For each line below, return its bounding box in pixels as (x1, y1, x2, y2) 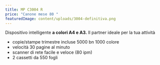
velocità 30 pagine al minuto (12, 44, 70, 50)
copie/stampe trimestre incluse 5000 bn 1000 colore (12, 39, 120, 45)
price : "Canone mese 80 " (5, 12, 58, 17)
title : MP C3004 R (5, 7, 43, 12)
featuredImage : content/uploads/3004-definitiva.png (5, 16, 116, 21)
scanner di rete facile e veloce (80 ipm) (12, 49, 93, 55)
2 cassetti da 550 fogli (12, 55, 58, 61)
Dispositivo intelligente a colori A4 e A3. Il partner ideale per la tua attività (5, 30, 156, 36)
